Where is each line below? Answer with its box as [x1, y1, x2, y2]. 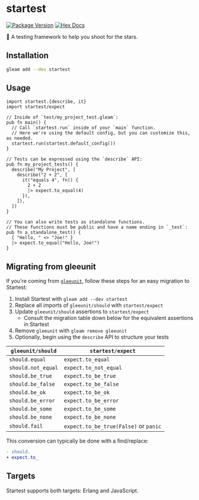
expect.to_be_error [63, 397, 119, 404]
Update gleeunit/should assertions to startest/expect [14, 308, 150, 315]
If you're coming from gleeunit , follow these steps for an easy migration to [6, 278, 189, 285]
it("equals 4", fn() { [21, 177, 79, 184]
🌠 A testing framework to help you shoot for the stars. [6, 33, 138, 40]
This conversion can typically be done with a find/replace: [6, 437, 149, 444]
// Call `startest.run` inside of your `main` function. [11, 125, 156, 131]
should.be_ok [9, 389, 46, 396]
